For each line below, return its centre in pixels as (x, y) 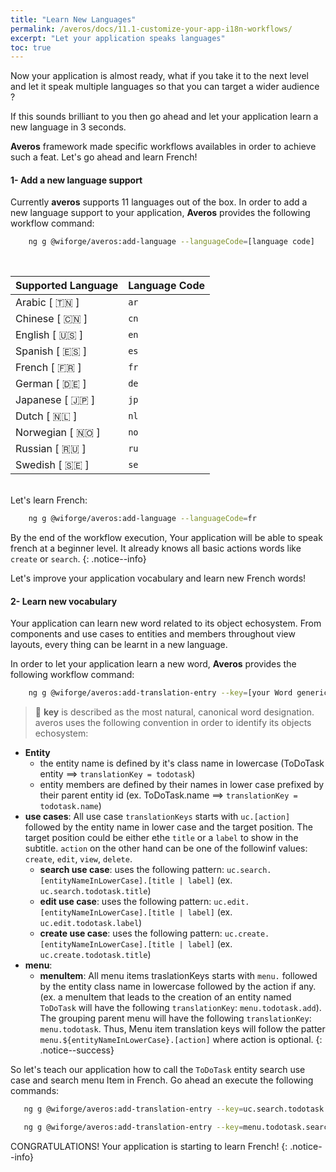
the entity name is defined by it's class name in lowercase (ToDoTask (182, 763)
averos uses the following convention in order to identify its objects (173, 723)
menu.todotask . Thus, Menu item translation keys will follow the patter (182, 1029)
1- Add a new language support (76, 180)
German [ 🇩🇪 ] (51, 384)
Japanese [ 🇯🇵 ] (55, 400)
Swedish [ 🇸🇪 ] (52, 465)
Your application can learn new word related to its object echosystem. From (166, 623)
